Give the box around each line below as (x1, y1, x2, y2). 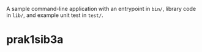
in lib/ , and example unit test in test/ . (6, 11, 103, 19)
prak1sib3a (6, 33, 64, 47)
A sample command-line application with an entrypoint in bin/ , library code (6, 5, 196, 12)
